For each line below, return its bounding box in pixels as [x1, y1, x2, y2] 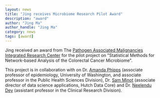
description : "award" [5, 16, 49, 21]
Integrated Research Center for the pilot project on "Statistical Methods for [5, 52, 155, 58]
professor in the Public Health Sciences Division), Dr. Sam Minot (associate [5, 77, 156, 83]
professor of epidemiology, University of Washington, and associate [5, 72, 141, 78]
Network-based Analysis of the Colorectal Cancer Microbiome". [5, 57, 133, 63]
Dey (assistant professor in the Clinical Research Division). [5, 87, 123, 93]
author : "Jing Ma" [5, 20, 42, 26]
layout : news [5, 7, 32, 12]
